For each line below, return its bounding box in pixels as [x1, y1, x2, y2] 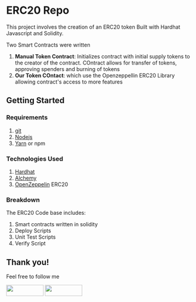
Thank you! [6, 257, 49, 267]
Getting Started [6, 95, 65, 106]
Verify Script [14, 240, 46, 247]
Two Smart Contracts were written [6, 41, 91, 48]
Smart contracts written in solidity [14, 221, 98, 228]
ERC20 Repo [6, 4, 70, 17]
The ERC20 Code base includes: [6, 209, 86, 217]
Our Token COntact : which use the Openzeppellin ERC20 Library [14, 72, 175, 79]
